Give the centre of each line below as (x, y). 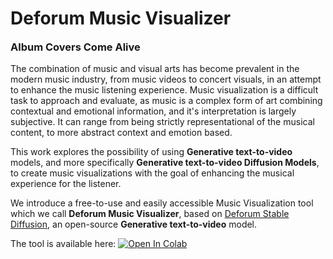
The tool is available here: (63, 244)
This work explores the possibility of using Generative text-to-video (151, 152)
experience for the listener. (66, 184)
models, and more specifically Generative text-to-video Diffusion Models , (165, 163)
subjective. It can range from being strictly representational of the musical (162, 122)
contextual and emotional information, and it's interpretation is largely (153, 111)
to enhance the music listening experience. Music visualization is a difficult (164, 90)
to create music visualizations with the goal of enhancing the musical (152, 173)
